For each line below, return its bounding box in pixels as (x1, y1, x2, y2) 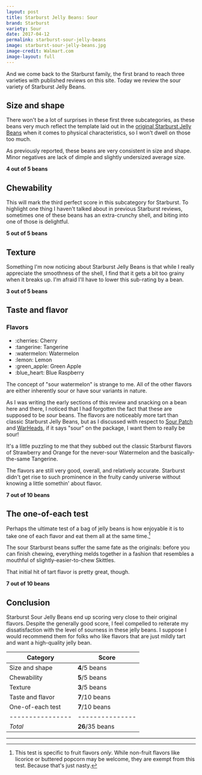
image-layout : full (6, 54, 55, 60)
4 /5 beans (78, 664, 107, 672)
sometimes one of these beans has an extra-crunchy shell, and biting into (6, 212, 189, 219)
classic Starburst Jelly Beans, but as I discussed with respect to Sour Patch (6, 418, 194, 425)
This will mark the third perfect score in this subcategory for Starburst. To (6, 199, 189, 206)
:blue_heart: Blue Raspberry (14, 369, 84, 376)
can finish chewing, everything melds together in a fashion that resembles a (6, 550, 194, 557)
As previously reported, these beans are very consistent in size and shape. (6, 147, 191, 154)
